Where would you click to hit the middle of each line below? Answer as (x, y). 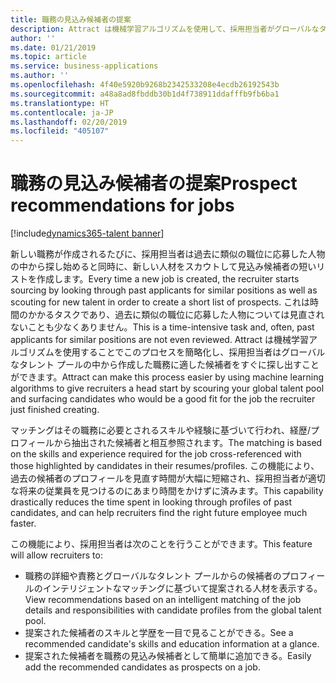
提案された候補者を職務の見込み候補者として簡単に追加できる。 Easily (168, 656)
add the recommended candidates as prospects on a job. (142, 667)
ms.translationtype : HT (60, 103)
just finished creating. (55, 410)
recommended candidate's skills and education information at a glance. (172, 644)
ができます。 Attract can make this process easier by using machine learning (167, 377)
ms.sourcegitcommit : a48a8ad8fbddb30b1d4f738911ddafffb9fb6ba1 (145, 94)
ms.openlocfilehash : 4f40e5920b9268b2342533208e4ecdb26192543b (145, 85)
